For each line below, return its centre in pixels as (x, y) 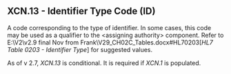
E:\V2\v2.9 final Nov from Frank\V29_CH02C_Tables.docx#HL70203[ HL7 (110, 42)
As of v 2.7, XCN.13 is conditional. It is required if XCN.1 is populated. (104, 63)
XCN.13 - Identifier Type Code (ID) (81, 11)
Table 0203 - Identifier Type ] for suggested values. (80, 49)
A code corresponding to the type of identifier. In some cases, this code (109, 27)
